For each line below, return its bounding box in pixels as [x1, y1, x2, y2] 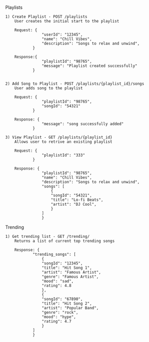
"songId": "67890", [41, 297, 83, 302]
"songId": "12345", [41, 261, 83, 266]
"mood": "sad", [41, 279, 74, 284]
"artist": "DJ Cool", [50, 202, 97, 207]
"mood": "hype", [41, 314, 76, 320]
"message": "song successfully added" [41, 121, 124, 127]
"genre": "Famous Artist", [41, 274, 99, 279]
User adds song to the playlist [14, 86, 83, 91]
